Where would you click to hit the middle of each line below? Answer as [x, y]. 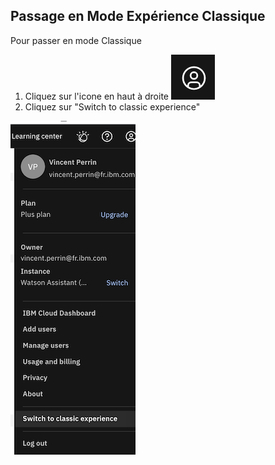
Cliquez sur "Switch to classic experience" [112, 106]
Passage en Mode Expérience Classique [138, 16]
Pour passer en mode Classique [76, 40]
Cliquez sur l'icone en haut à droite [97, 96]
